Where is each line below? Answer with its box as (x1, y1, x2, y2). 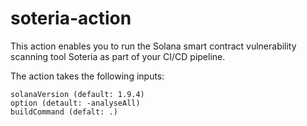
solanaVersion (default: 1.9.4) (10, 89, 145, 99)
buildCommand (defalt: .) (10, 107, 118, 117)
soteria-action (10, 7, 132, 30)
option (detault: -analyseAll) (10, 98, 141, 108)
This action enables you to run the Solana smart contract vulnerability (10, 40, 297, 52)
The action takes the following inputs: (10, 70, 165, 82)
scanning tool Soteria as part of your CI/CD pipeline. (10, 50, 226, 62)
